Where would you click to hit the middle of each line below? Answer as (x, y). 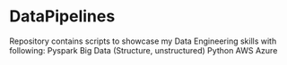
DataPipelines (62, 16)
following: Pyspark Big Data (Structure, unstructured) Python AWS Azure (143, 50)
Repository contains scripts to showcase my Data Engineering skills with (143, 41)
